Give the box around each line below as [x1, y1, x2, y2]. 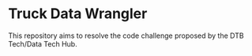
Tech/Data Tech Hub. [8, 39, 77, 48]
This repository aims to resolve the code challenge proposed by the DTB [8, 31, 244, 40]
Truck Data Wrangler [8, 5, 148, 23]
